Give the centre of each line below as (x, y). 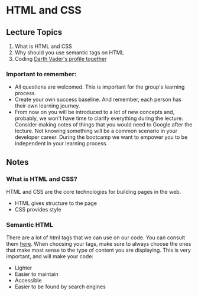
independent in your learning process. (61, 144)
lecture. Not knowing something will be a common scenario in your (96, 131)
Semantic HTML (30, 225)
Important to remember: (41, 74)
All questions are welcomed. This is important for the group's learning (100, 87)
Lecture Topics (34, 32)
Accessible (28, 281)
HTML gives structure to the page (56, 203)
